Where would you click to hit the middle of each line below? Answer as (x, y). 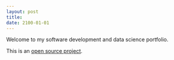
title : (14, 17)
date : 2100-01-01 (28, 23)
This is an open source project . (44, 51)
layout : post (22, 12)
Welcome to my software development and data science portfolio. (87, 40)
